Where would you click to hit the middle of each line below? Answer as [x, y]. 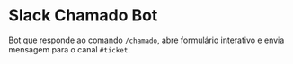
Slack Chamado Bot [83, 16]
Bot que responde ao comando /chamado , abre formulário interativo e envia [146, 40]
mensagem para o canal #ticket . [70, 49]
